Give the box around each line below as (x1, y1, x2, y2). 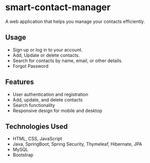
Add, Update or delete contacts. (12, 52, 80, 58)
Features (5, 78, 34, 87)
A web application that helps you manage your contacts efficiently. (5, 18, 145, 24)
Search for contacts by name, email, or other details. (12, 58, 123, 64)
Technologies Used (5, 122, 68, 131)
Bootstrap (12, 152, 34, 158)
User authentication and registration (12, 91, 88, 97)
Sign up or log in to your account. (12, 46, 83, 52)
